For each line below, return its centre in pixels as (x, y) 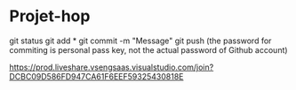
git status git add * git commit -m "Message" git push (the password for (140, 41)
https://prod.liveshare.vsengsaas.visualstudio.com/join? (112, 67)
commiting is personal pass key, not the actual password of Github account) (148, 49)
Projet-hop (50, 16)
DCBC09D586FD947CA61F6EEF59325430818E (96, 76)
